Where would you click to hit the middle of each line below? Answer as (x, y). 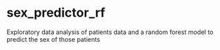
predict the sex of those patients (54, 39)
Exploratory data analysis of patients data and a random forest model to (110, 32)
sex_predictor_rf (56, 13)
